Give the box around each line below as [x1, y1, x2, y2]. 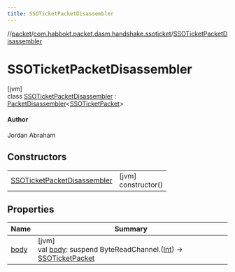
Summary [114, 224, 148, 234]
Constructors [7, 151, 67, 163]
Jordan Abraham [7, 131, 56, 139]
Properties [7, 203, 55, 215]
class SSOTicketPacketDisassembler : [7, 92, 117, 100]
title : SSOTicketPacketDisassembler [7, 10, 114, 17]
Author [7, 115, 29, 124]
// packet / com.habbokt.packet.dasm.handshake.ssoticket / [7, 29, 173, 38]
